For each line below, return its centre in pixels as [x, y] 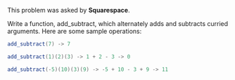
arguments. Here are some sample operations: [75, 31]
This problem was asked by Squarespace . [69, 10]
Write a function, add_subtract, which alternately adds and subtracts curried [118, 24]
